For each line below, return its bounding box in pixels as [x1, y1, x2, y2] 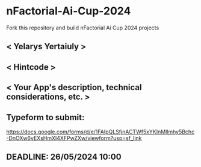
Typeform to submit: [6, 112, 85, 123]
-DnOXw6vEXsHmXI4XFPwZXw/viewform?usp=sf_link [6, 134, 142, 142]
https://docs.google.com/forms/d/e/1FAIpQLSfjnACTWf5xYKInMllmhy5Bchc [6, 128, 195, 135]
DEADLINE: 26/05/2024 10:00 [6, 152, 122, 162]
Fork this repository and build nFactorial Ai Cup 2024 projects [6, 24, 159, 31]
